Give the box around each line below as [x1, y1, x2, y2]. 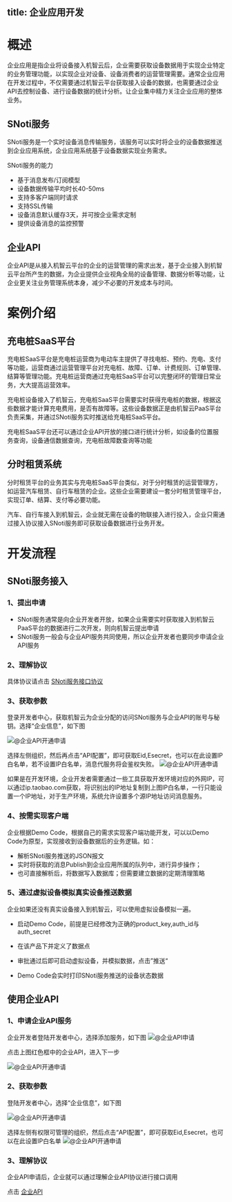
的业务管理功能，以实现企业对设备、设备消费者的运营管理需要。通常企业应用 [7, 70, 225, 78]
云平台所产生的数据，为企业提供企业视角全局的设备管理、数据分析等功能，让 [7, 270, 225, 278]
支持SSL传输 [17, 202, 53, 210]
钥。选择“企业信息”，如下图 [7, 722, 86, 730]
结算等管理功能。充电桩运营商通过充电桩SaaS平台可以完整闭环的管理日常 [7, 372, 215, 380]
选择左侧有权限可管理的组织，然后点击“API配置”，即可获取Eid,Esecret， [7, 1128, 212, 1136]
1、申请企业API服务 [7, 1016, 72, 1026]
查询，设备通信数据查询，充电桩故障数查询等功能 [12, 436, 153, 444]
